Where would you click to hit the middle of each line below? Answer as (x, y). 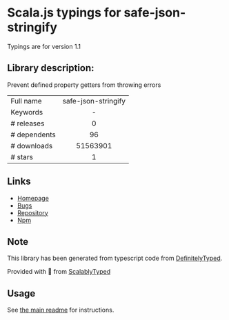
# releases (28, 123)
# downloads (32, 146)
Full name (27, 101)
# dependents (33, 134)
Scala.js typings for (64, 13)
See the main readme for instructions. (61, 310)
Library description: (51, 68)
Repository (32, 212)
